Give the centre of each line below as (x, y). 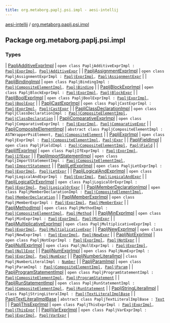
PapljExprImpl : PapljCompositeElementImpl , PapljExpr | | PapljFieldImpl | (83, 140)
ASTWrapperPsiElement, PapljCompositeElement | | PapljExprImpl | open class (85, 134)
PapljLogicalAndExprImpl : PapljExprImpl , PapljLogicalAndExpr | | (76, 176)
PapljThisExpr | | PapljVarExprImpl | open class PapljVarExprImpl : (76, 310)
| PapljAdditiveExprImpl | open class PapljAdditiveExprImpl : (70, 66)
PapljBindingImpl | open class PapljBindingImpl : (57, 82)
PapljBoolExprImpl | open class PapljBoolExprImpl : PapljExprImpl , (77, 98)
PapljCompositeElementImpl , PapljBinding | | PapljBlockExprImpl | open (79, 87)
